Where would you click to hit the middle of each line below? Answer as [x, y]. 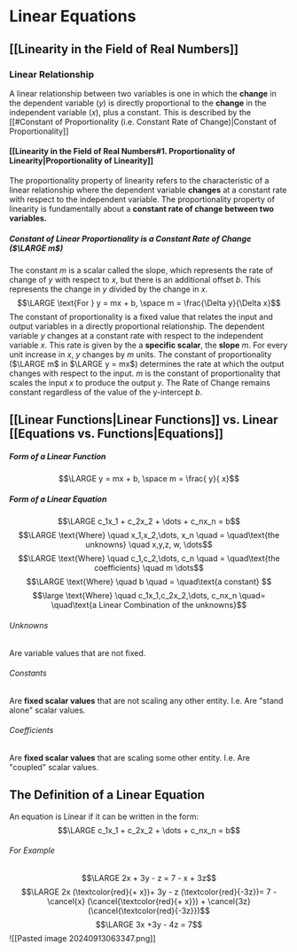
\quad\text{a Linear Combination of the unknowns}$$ [149, 605]
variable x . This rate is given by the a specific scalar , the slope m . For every [148, 345]
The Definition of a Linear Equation [107, 795]
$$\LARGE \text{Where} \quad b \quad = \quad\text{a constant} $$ [149, 581]
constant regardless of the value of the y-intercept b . [106, 393]
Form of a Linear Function [58, 456]
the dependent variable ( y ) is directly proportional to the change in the [138, 103]
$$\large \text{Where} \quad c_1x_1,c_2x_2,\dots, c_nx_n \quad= [149, 596]
